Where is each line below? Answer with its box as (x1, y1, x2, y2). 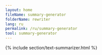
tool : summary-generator (5, 31, 57, 36)
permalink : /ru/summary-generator (5, 26, 78, 31)
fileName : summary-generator (5, 12, 66, 17)
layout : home (5, 7, 33, 13)
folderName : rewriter (5, 17, 51, 22)
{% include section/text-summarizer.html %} (5, 45, 97, 50)
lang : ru (5, 21, 24, 27)
